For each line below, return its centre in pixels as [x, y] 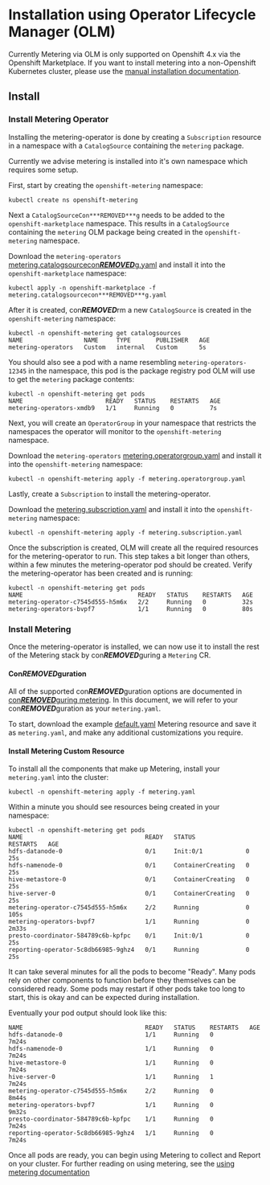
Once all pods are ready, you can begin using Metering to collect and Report [135, 1155]
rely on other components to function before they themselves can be [122, 980]
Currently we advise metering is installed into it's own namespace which [128, 161]
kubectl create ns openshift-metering [73, 200]
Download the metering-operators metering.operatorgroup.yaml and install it [135, 455]
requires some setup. [43, 170]
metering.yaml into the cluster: [59, 777]
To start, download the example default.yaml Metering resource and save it [133, 724]
